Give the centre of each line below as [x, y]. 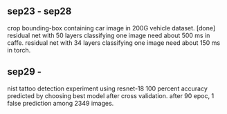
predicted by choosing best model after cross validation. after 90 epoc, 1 [111, 95]
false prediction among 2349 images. [61, 103]
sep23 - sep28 [39, 11]
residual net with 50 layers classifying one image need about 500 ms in [109, 35]
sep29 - [25, 72]
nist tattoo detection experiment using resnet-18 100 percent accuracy [107, 88]
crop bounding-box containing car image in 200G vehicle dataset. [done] [111, 28]
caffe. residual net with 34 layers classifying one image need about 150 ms [113, 42]
